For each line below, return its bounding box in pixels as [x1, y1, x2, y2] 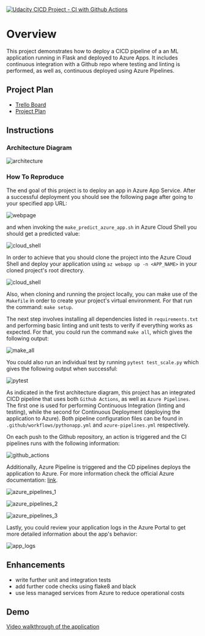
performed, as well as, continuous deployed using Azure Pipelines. [6, 67, 174, 74]
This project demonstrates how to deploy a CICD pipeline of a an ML [6, 47, 179, 54]
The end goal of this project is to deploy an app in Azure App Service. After [6, 187, 196, 194]
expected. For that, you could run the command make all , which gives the [6, 328, 193, 335]
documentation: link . [6, 476, 58, 484]
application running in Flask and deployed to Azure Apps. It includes [6, 54, 179, 61]
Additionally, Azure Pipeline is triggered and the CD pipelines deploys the [6, 463, 191, 471]
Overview [6, 28, 57, 41]
